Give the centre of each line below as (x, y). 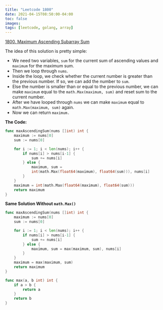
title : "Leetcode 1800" (29, 10)
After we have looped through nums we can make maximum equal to (78, 102)
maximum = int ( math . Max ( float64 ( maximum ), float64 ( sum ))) (74, 185)
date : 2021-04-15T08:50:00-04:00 (39, 14)
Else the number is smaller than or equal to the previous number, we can (85, 87)
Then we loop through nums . (40, 71)
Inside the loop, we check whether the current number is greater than (82, 76)
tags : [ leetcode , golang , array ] (39, 28)
